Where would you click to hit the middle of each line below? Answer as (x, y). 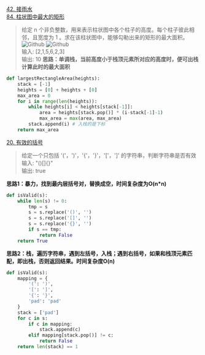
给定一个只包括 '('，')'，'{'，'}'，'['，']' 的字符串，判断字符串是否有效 (109, 155)
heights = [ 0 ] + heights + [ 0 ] (57, 90)
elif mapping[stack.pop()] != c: (71, 335)
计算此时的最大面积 (46, 67)
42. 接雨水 (19, 9)
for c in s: (33, 318)
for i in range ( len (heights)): (57, 101)
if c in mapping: (50, 324)
